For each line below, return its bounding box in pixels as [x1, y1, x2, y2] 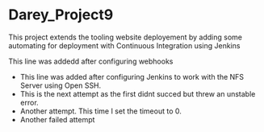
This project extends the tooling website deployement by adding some [8, 32, 242, 42]
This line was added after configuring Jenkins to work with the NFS [19, 72, 245, 81]
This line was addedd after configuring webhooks [8, 56, 174, 66]
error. [19, 97, 39, 107]
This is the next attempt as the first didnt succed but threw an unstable [19, 89, 256, 98]
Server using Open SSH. [19, 80, 102, 90]
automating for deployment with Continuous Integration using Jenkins [8, 40, 241, 50]
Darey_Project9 [8, 6, 114, 24]
